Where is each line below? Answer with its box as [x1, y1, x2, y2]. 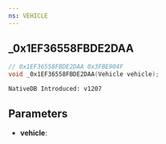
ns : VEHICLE [8, 11, 48, 20]
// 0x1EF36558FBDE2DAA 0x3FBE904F [8, 63, 124, 71]
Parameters [8, 106, 68, 121]
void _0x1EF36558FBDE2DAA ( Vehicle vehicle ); [8, 70, 160, 79]
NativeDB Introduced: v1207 [8, 85, 103, 93]
